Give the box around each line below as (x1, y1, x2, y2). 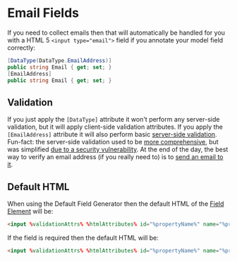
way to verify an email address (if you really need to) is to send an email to (7, 153, 224, 161)
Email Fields (7, 5, 80, 21)
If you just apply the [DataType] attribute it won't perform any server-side (7, 115, 220, 124)
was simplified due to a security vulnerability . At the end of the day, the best (7, 145, 229, 153)
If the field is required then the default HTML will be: (7, 233, 159, 242)
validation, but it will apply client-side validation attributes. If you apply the (7, 122, 224, 132)
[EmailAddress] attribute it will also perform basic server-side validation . (7, 130, 217, 139)
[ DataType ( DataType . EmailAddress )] (7, 57, 112, 64)
